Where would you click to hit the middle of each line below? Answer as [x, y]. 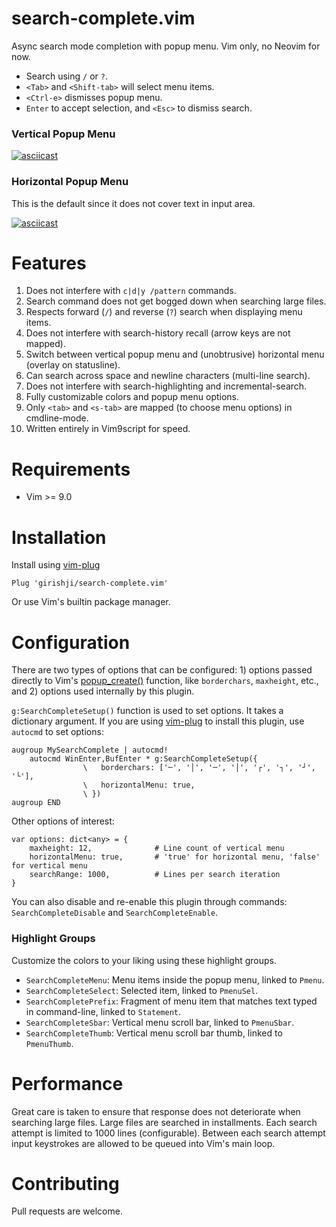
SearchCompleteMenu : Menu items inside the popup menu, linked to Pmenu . [175, 979]
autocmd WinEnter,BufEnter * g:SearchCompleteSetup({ [143, 759]
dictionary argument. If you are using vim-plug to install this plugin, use [158, 721]
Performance [67, 1083]
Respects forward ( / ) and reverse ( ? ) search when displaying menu [164, 312]
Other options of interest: [63, 821]
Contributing [65, 1183]
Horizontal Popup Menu [70, 182]
